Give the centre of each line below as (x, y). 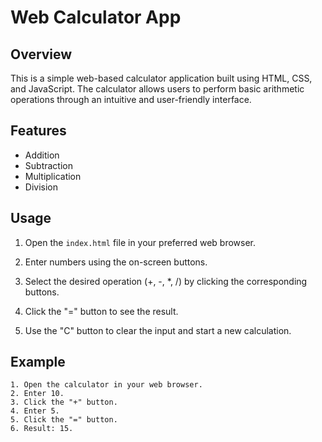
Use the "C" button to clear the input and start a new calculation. (158, 330)
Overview (41, 54)
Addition (42, 155)
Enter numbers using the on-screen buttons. (116, 262)
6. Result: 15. (42, 429)
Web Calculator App (96, 17)
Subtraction (48, 165)
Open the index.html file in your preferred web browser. (140, 242)
